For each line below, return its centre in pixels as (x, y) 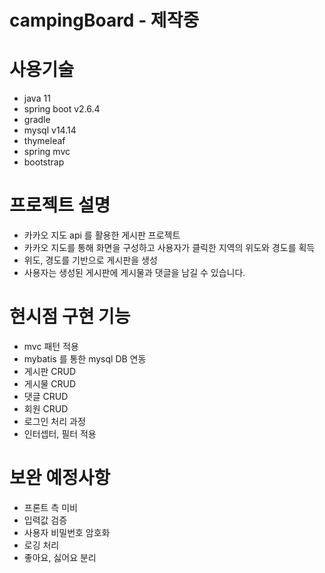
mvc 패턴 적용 (51, 346)
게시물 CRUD (50, 384)
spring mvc (47, 152)
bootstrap (44, 162)
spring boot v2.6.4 (62, 109)
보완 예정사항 (60, 478)
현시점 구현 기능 (70, 317)
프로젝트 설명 (60, 205)
